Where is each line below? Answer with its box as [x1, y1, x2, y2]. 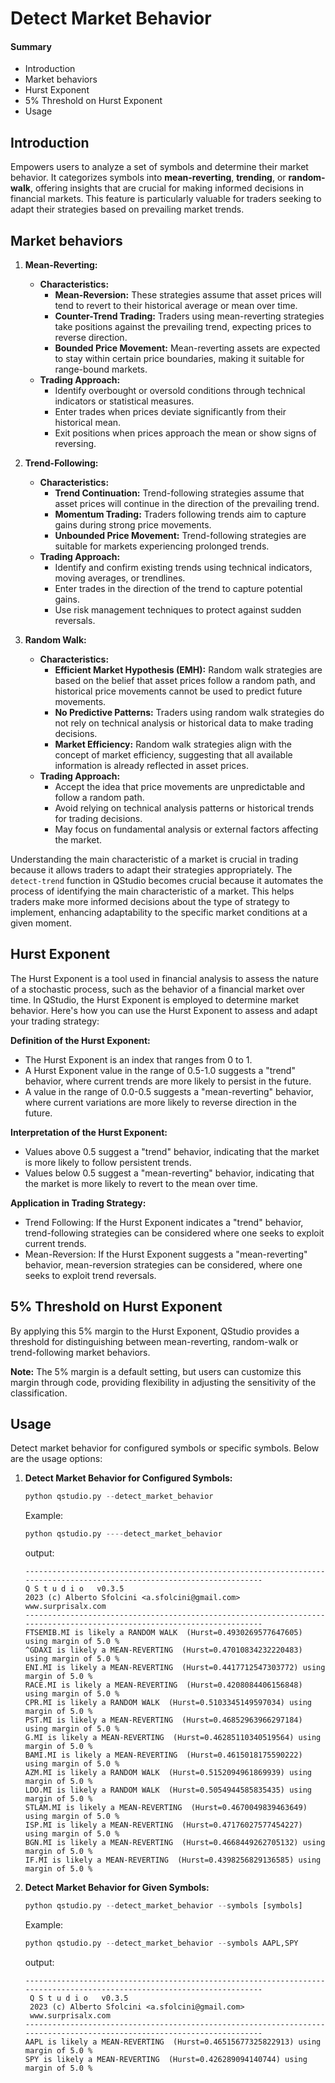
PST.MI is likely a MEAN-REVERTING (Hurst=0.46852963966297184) [24, 1715, 303, 1726]
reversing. [54, 438, 97, 450]
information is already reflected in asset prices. [54, 760, 249, 772]
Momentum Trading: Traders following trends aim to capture [54, 508, 307, 521]
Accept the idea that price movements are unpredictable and [54, 781, 306, 793]
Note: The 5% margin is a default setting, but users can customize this [10, 1365, 302, 1377]
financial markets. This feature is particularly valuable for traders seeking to [10, 193, 322, 205]
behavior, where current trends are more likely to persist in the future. [24, 1075, 312, 1087]
